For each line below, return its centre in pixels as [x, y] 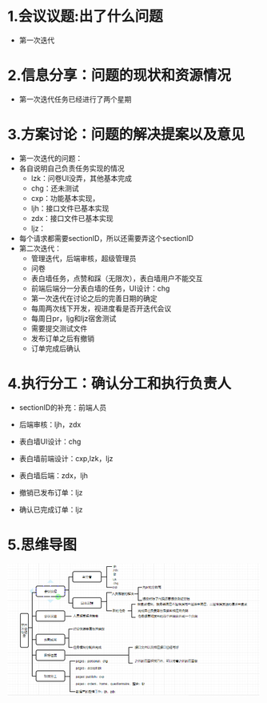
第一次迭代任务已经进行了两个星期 [75, 99]
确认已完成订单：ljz [51, 509]
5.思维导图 [42, 544]
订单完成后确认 [56, 348]
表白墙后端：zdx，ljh [54, 475]
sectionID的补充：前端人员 [63, 407]
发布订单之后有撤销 [63, 338]
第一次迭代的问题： [51, 158]
